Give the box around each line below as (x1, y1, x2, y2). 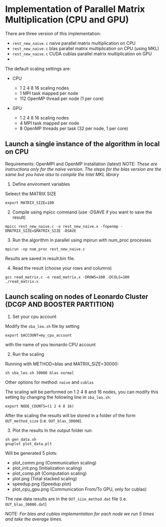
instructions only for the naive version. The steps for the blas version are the (5, 166, 162, 172)
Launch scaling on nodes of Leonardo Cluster (5, 293, 149, 301)
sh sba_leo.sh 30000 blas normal (5, 370, 74, 375)
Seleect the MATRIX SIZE (5, 191, 56, 197)
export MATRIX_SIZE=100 (5, 200, 55, 205)
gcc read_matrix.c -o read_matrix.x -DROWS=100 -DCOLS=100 (5, 275, 130, 280)
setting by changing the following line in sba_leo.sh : (5, 394, 111, 400)
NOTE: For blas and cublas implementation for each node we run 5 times (5, 511, 155, 517)
